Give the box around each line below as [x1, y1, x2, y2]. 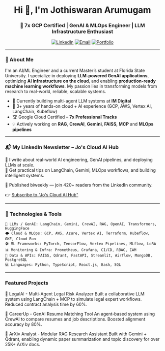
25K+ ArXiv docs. [5, 341, 41, 347]
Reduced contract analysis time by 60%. [5, 301, 87, 307]
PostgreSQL [5, 257, 27, 262]
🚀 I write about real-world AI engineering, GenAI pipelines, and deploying [5, 157, 153, 163]
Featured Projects [5, 280, 49, 287]
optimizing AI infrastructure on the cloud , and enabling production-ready [5, 78, 156, 84]
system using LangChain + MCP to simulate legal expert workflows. [5, 296, 142, 302]
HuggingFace [5, 226, 29, 231]
